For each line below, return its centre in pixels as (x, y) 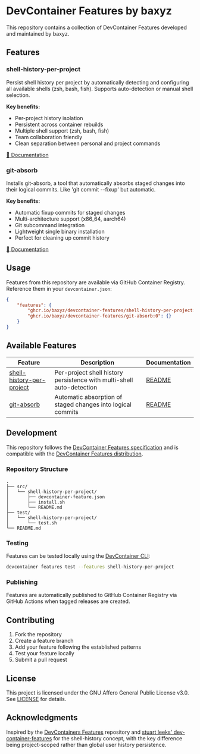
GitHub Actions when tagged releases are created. (68, 601)
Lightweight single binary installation (60, 231)
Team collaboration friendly (49, 137)
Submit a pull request (41, 660)
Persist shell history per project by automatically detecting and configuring (98, 82)
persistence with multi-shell (94, 380)
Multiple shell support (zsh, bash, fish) (62, 131)
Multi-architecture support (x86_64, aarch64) (70, 219)
